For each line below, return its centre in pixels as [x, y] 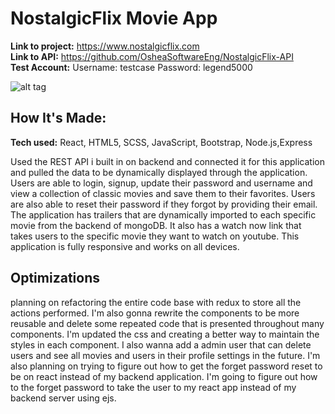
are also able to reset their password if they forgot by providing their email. [164, 204]
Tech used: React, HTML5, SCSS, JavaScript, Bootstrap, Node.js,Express [161, 142]
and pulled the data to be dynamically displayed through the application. [159, 172]
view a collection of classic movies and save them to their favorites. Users [163, 193]
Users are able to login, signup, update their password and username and [161, 183]
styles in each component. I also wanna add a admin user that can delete [161, 344]
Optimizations [55, 278]
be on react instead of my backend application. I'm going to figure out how [164, 376]
